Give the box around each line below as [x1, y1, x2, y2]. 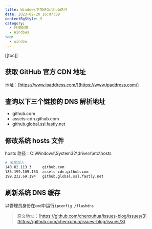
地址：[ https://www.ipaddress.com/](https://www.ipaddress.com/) [5, 82, 139, 88]
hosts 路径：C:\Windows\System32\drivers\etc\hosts [5, 150, 112, 157]
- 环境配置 [9, 25, 29, 30]
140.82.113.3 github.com [5, 165, 65, 170]
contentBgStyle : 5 [5, 16, 43, 21]
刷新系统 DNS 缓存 [5, 189, 61, 197]
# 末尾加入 [5, 160, 24, 165]
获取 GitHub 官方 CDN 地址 [5, 68, 86, 76]
